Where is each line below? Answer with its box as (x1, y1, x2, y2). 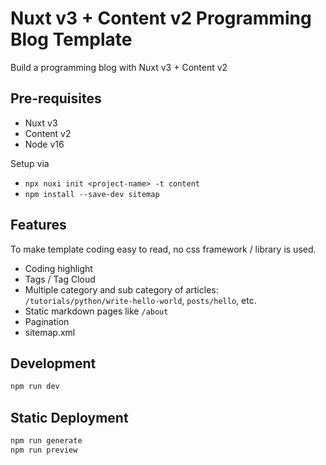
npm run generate (10, 436, 83, 446)
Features (10, 217, 67, 234)
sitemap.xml (24, 326, 76, 338)
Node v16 (24, 138, 65, 150)
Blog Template (10, 28, 133, 51)
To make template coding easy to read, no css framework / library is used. (10, 243, 317, 255)
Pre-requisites (10, 90, 102, 107)
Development (10, 355, 97, 372)
